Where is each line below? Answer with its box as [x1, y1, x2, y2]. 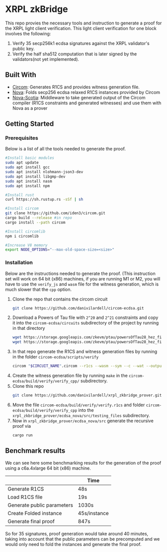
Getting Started [5, 120, 54, 128]
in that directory [12, 325, 45, 331]
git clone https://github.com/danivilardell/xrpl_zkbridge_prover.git [12, 393, 162, 398]
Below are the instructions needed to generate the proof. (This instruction [5, 271, 156, 276]
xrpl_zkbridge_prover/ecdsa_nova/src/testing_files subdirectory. [12, 412, 150, 418]
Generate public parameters [7, 502, 74, 509]
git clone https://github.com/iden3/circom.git [5, 211, 106, 216]
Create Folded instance [7, 510, 62, 517]
